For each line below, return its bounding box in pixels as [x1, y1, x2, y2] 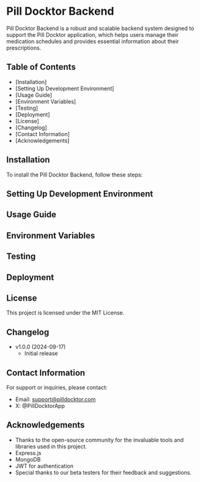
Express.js [15, 449, 42, 456]
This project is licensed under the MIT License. [6, 309, 125, 316]
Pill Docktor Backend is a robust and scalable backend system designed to [6, 25, 194, 32]
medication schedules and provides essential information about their [6, 37, 179, 45]
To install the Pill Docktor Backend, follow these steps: [6, 170, 143, 178]
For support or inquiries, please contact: [6, 383, 108, 391]
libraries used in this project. [15, 443, 87, 450]
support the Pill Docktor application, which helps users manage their [6, 31, 179, 38]
